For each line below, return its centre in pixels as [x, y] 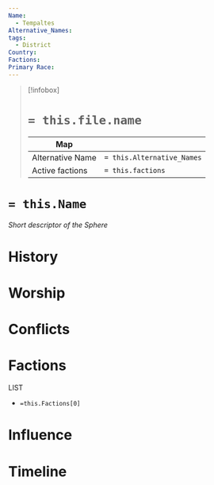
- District [33, 45]
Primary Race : [32, 67]
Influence [40, 435]
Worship [37, 293]
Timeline [38, 471]
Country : [23, 52]
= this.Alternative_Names [153, 157]
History [33, 257]
